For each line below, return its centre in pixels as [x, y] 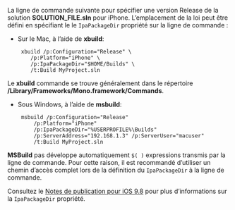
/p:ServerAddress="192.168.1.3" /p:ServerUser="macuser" [119, 136]
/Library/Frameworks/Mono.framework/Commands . [86, 91]
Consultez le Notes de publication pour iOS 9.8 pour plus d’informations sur [117, 191]
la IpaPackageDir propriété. [47, 199]
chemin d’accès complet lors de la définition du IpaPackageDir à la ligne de [116, 170]
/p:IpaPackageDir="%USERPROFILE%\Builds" [95, 130]
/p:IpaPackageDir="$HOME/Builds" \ [83, 64]
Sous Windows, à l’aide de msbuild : [70, 104]
